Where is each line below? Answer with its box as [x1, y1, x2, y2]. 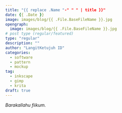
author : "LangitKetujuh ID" [5, 45, 65, 50]
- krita [10, 83, 26, 88]
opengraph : [5, 21, 28, 27]
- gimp [10, 78, 24, 83]
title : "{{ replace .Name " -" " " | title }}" [5, 7, 106, 13]
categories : [5, 50, 30, 55]
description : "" [5, 41, 40, 46]
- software [10, 54, 33, 60]
